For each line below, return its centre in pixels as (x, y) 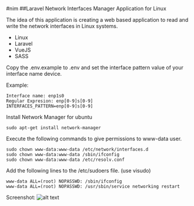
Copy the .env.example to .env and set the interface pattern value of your (95, 67)
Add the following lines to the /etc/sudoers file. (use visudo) (78, 170)
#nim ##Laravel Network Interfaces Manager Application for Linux (86, 9)
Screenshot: (21, 197)
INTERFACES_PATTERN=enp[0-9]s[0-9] (50, 106)
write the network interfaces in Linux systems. (62, 26)
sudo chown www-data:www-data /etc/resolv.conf (66, 160)
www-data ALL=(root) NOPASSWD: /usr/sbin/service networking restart (93, 187)
